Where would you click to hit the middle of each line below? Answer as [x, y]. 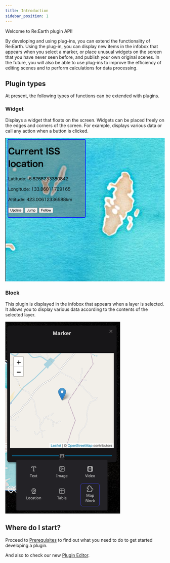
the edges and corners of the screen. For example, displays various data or [83, 125]
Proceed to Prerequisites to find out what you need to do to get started [79, 540]
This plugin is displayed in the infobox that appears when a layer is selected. [85, 304]
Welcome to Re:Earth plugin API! [39, 31]
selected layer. [20, 314]
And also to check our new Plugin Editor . [48, 555]
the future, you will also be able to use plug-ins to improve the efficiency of [83, 62]
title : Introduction [27, 11]
